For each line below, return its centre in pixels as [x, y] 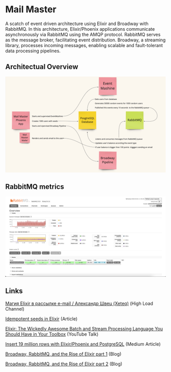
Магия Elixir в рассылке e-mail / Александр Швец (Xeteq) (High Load [79, 303]
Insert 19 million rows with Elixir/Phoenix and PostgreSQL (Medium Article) [83, 344]
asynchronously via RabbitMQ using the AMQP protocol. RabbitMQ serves [83, 34]
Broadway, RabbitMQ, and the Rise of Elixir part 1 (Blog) [63, 354]
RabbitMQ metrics [35, 187]
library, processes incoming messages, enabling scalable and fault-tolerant [84, 45]
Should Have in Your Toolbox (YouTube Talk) [52, 334]
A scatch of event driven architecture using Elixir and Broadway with [77, 24]
